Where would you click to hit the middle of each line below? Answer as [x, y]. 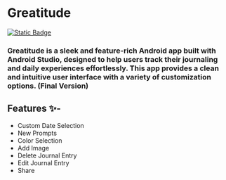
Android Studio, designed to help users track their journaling [113, 59]
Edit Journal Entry [43, 162]
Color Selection [40, 140]
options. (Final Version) [48, 86]
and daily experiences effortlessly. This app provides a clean [113, 68]
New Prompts [37, 133]
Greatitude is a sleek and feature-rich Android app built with [112, 51]
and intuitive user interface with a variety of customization [109, 77]
